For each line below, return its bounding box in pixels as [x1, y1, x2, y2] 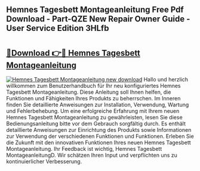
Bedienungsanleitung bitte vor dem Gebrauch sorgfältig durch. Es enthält [6, 120, 186, 127]
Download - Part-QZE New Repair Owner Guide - [6, 14, 190, 24]
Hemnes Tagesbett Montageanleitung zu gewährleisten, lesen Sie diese [6, 114, 183, 121]
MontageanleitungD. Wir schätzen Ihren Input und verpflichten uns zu [6, 151, 178, 159]
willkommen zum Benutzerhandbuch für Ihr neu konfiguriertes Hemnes [6, 83, 181, 89]
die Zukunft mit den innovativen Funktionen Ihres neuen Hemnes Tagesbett [6, 139, 191, 146]
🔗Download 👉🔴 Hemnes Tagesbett [6, 47, 140, 58]
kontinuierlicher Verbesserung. [6, 158, 82, 165]
